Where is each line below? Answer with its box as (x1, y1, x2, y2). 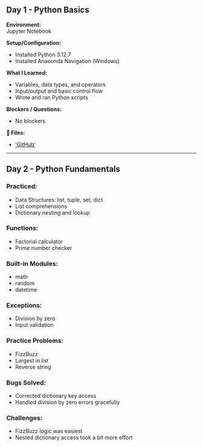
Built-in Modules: (6, 259, 59, 267)
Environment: (6, 21, 41, 28)
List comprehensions (14, 203, 68, 210)
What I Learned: (6, 69, 47, 76)
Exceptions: (6, 301, 42, 310)
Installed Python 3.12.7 (14, 51, 71, 58)
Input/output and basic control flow (14, 87, 103, 95)
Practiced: (6, 182, 37, 190)
